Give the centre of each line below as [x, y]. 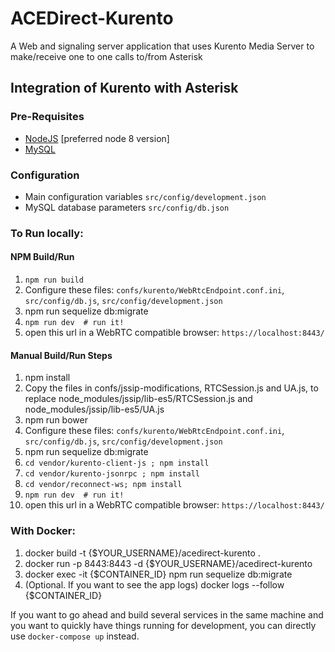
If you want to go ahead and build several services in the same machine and [167, 614]
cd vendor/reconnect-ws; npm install [103, 485]
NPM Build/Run [42, 257]
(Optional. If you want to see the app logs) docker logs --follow [154, 584]
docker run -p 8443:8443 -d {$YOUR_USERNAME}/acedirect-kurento [168, 563]
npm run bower [56, 420]
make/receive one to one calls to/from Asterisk [106, 56]
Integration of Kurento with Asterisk [124, 88]
